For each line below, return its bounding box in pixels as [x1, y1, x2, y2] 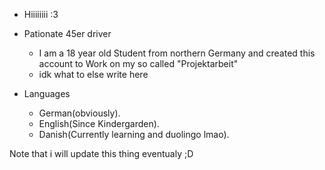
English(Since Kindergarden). [38, 118, 160, 129]
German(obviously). [38, 107, 121, 119]
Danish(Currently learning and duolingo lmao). [38, 129, 230, 140]
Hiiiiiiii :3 [23, 9, 59, 20]
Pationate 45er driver [23, 28, 112, 39]
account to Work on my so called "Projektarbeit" [38, 58, 239, 69]
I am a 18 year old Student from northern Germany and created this [38, 47, 316, 59]
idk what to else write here [38, 69, 149, 80]
